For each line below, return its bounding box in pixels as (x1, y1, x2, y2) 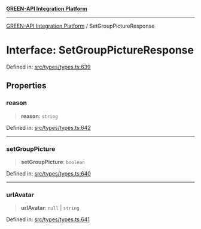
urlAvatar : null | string (20, 204, 80, 212)
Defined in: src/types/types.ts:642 (6, 124, 91, 131)
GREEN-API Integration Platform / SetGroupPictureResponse (6, 22, 155, 29)
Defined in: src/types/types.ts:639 (6, 63, 91, 70)
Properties (6, 81, 47, 91)
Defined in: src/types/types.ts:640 (6, 169, 92, 177)
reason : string (20, 112, 58, 120)
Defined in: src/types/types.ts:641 (6, 216, 90, 223)
